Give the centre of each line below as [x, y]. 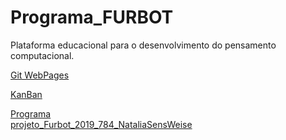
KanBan [26, 94]
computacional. [42, 55]
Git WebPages [40, 75]
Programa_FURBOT [92, 17]
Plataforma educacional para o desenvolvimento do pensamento [143, 45]
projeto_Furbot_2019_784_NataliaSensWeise [101, 124]
